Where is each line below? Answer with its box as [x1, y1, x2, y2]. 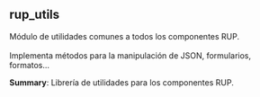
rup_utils [9, 7, 60, 22]
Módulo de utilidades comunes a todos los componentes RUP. [9, 31, 240, 41]
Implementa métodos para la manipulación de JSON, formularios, [9, 49, 252, 61]
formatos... [9, 59, 50, 70]
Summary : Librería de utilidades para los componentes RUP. [9, 76, 234, 88]
